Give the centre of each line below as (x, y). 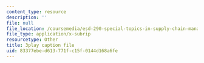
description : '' (27, 17)
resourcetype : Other (32, 40)
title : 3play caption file (40, 46)
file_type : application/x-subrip (49, 34)
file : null (20, 23)
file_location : (25, 28)
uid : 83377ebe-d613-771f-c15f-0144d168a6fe (62, 51)
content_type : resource (36, 12)
